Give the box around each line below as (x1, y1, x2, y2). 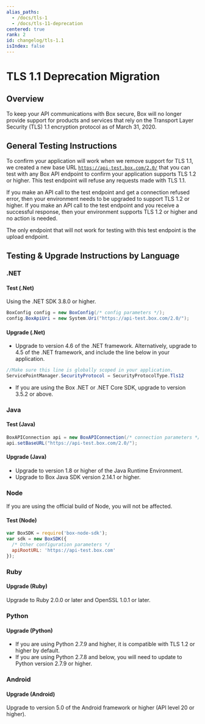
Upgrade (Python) (6, 627, 53, 634)
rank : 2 (6, 32, 26, 38)
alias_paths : (6, 9, 40, 15)
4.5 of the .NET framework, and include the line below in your (15, 349, 170, 356)
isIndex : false (6, 43, 45, 50)
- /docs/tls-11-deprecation (12, 20, 84, 26)
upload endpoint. (6, 233, 49, 240)
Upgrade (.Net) (6, 328, 46, 336)
